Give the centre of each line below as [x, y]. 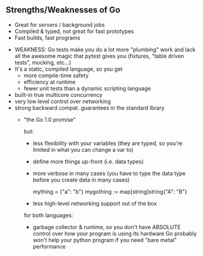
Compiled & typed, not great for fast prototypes [74, 31]
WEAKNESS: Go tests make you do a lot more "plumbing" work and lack [105, 49]
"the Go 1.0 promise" [50, 119]
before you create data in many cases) [81, 180]
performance [49, 246]
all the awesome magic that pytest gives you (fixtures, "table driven [99, 56]
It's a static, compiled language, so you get [69, 69]
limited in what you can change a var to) [83, 149]
